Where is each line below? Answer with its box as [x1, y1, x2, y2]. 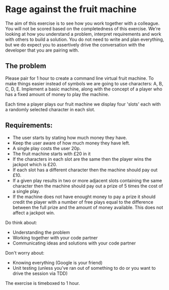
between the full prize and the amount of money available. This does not [12, 204, 163, 210]
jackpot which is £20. [12, 161, 57, 167]
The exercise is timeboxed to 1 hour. [5, 280, 80, 286]
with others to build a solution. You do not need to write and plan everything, [5, 36, 164, 42]
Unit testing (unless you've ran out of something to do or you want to [12, 265, 156, 271]
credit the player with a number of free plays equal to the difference [12, 199, 154, 205]
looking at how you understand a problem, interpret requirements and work [5, 31, 161, 37]
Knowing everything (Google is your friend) [12, 259, 103, 266]
